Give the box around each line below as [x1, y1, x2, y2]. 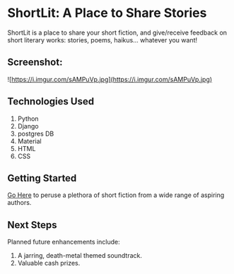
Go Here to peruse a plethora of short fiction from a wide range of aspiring [7, 191, 225, 199]
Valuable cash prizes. [17, 259, 81, 268]
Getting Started [7, 172, 77, 184]
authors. [7, 198, 32, 207]
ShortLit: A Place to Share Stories [7, 5, 207, 21]
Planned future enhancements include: [7, 238, 120, 246]
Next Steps [7, 219, 57, 231]
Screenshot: [7, 56, 63, 68]
